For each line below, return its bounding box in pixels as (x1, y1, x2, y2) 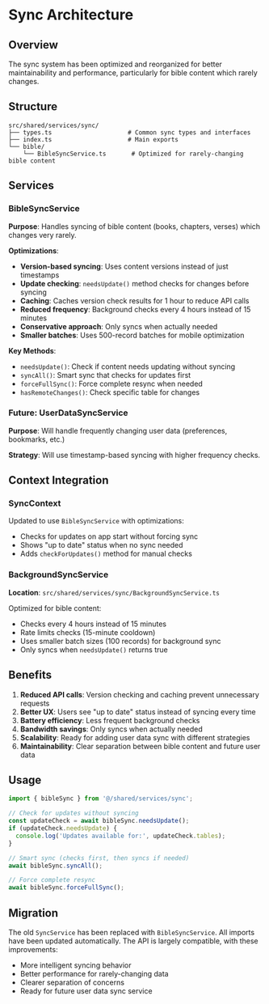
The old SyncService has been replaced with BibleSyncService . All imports (8, 927, 255, 937)
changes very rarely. (8, 230, 77, 239)
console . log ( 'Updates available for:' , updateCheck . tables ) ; (15, 832, 226, 840)
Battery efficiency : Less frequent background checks (19, 715, 200, 725)
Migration (8, 906, 59, 920)
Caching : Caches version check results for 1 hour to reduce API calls (19, 295, 250, 305)
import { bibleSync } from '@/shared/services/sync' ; (8, 794, 194, 803)
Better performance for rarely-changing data (19, 968, 169, 978)
